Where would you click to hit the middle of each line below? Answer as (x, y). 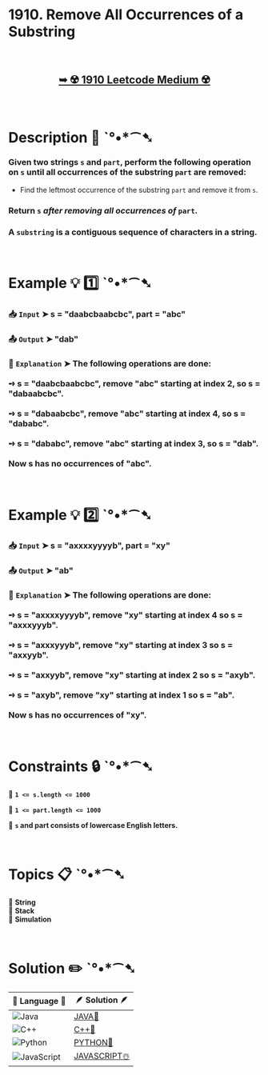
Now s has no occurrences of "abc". (80, 463)
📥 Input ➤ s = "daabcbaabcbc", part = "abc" (97, 314)
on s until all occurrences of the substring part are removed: (127, 172)
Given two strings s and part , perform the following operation (130, 162)
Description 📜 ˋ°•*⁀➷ (81, 137)
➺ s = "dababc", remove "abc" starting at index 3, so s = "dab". (134, 443)
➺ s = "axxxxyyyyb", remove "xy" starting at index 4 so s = (126, 615)
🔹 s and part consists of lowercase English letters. (93, 825)
